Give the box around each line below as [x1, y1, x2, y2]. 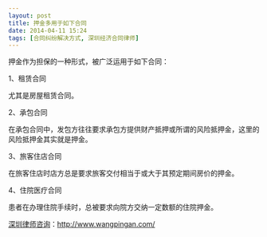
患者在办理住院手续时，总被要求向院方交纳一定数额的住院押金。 [8, 203, 218, 212]
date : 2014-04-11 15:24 [8, 26, 88, 34]
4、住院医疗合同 [8, 185, 62, 196]
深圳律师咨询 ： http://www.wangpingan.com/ [8, 219, 155, 229]
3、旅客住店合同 [8, 152, 62, 161]
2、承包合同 [8, 108, 48, 117]
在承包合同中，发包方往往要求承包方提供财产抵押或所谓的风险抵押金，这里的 [8, 124, 260, 134]
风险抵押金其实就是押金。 [8, 135, 92, 144]
